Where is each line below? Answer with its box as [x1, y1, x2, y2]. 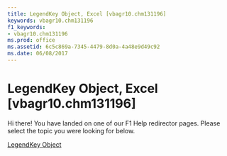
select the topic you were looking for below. [7, 126, 135, 135]
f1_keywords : [7, 23, 46, 30]
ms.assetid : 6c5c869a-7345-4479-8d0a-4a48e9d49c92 [7, 43, 160, 50]
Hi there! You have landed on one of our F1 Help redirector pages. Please [7, 118, 221, 128]
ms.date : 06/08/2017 [7, 50, 69, 57]
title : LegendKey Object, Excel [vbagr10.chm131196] [7, 10, 167, 18]
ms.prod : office [7, 37, 55, 44]
